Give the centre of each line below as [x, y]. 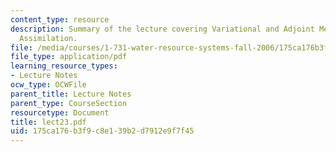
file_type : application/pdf [69, 57]
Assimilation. [48, 38]
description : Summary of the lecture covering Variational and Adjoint [162, 29]
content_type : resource [60, 19]
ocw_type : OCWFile [48, 85]
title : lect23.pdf [48, 122]
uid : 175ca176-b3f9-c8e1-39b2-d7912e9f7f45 [102, 131]
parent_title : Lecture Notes [71, 94]
